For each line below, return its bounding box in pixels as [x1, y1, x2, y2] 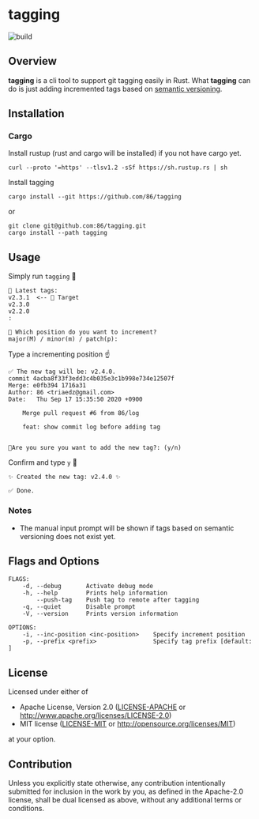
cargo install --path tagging [8, 229, 108, 237]
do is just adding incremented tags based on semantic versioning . [8, 84, 223, 93]
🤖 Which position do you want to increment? [8, 328, 157, 337]
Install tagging [8, 178, 54, 187]
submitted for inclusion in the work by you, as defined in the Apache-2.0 [8, 787, 243, 796]
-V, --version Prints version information [22, 610, 178, 618]
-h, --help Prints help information [22, 589, 168, 598]
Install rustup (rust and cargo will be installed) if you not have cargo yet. [8, 149, 242, 158]
